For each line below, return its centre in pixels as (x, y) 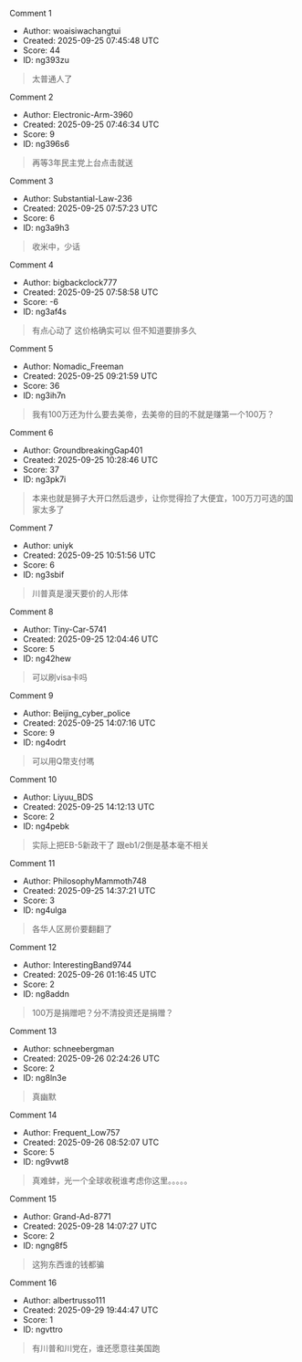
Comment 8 (31, 612)
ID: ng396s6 (46, 144)
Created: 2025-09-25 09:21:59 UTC (90, 376)
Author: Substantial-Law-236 (77, 199)
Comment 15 (33, 1199)
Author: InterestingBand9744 (77, 965)
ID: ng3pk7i (44, 479)
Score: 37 (41, 470)
